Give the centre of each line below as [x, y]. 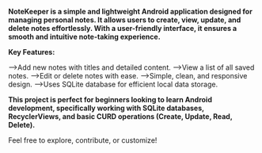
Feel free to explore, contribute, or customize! [83, 140]
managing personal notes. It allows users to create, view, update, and [125, 20]
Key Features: [32, 52]
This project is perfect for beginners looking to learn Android [110, 99]
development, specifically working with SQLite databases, [106, 108]
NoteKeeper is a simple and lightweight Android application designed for [131, 11]
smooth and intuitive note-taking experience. [84, 36]
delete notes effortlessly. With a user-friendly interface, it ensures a [123, 28]
